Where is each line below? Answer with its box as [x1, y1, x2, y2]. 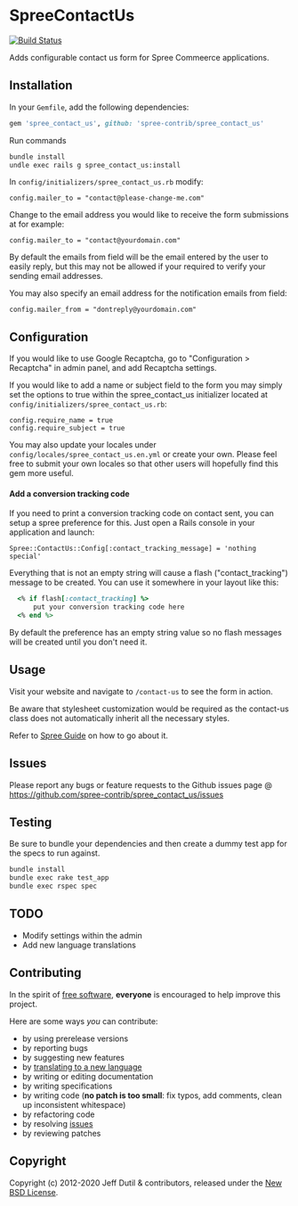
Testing [9, 815, 52, 830]
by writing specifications [21, 1080, 113, 1091]
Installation [9, 78, 73, 94]
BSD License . [9, 1186, 59, 1197]
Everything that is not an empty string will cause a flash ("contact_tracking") [9, 568, 289, 578]
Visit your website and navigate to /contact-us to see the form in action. [9, 685, 273, 696]
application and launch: [9, 527, 95, 537]
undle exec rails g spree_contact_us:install [9, 160, 181, 169]
